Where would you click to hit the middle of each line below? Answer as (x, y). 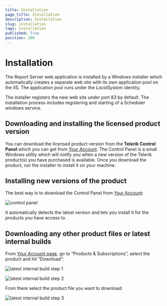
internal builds (28, 241)
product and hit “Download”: (35, 259)
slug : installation (26, 24)
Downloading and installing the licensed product (83, 124)
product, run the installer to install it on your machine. (61, 165)
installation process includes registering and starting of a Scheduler (75, 102)
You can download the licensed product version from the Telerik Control (80, 143)
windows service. (23, 108)
